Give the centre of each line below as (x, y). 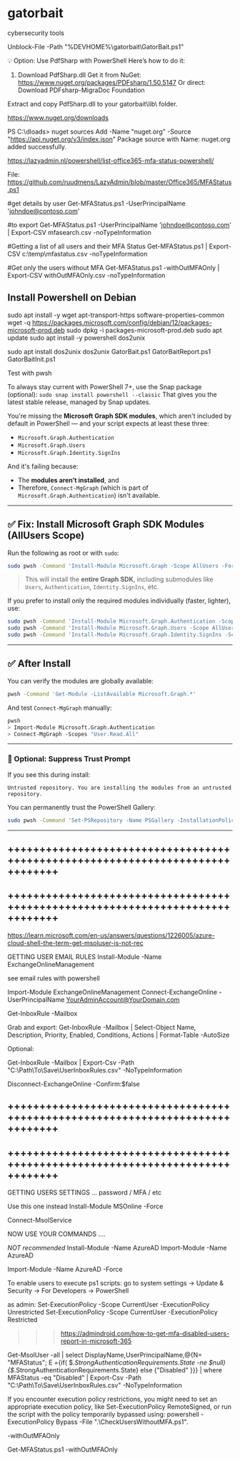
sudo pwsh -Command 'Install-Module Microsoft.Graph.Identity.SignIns (115, 635)
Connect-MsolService (40, 1220)
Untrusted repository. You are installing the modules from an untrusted (120, 788)
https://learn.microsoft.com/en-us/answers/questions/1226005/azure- (111, 935)
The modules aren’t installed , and (68, 480)
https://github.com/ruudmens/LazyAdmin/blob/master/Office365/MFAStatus (120, 182)
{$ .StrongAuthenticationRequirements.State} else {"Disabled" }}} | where (115, 1370)
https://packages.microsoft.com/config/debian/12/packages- (122, 322)
